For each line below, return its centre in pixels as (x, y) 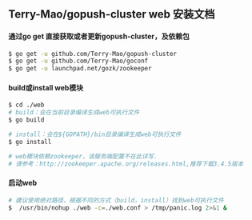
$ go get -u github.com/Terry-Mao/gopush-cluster (93, 54)
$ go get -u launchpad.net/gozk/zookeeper (80, 69)
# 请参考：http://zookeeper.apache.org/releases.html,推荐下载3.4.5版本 (126, 164)
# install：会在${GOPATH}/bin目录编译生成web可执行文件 (95, 134)
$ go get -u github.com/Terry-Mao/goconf (78, 61)
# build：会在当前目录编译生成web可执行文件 (74, 113)
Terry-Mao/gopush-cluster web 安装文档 (112, 14)
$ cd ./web (26, 105)
